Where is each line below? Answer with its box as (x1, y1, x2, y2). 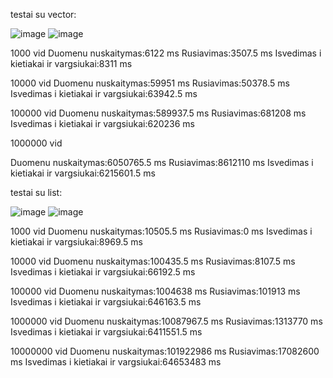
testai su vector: (10, 9, 77, 20)
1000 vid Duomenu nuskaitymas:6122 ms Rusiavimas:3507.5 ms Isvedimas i (10, 47, 322, 59)
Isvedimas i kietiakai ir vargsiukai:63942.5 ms (10, 88, 198, 99)
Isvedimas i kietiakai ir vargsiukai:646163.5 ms (10, 296, 202, 308)
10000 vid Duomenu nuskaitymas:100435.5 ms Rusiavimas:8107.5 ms (10, 255, 296, 267)
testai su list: (10, 187, 63, 198)
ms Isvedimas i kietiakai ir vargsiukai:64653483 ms (10, 356, 222, 368)
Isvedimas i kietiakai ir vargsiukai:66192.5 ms (10, 266, 196, 278)
